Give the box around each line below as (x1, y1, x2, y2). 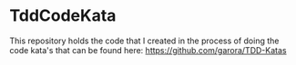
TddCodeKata (9, 5, 117, 26)
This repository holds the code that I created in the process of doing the (9, 35, 280, 46)
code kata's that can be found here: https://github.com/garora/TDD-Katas (9, 44, 287, 55)
